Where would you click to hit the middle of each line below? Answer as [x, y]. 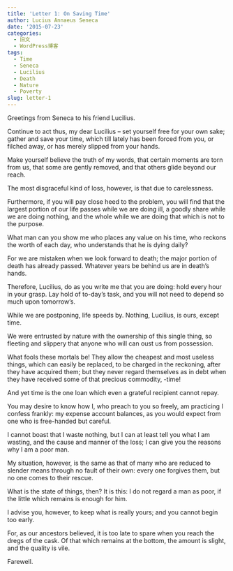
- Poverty [28, 91]
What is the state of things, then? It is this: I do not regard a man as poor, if [114, 491]
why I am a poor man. [38, 450]
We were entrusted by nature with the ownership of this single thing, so [110, 336]
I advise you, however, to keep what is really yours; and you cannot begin [113, 512]
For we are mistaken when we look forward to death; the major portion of [112, 258]
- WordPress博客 [36, 46]
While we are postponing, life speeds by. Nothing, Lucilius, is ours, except [113, 315]
